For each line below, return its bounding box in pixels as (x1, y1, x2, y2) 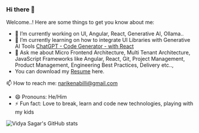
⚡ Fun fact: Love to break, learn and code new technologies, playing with (14, 100, 194, 107)
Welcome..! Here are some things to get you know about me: (6, 19, 154, 26)
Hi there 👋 (6, 5, 36, 14)
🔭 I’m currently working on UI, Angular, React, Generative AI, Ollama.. (14, 30, 184, 37)
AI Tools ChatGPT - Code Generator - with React (14, 43, 134, 50)
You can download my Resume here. (14, 68, 105, 75)
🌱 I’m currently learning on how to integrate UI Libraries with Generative (14, 37, 191, 44)
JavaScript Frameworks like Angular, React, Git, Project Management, (14, 56, 185, 63)
